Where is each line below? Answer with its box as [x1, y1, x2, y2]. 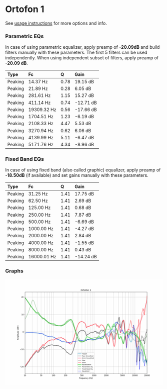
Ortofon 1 [5, 4, 44, 15]
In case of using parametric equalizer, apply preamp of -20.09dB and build [5, 44, 160, 50]
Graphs [5, 267, 23, 274]
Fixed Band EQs [5, 155, 44, 162]
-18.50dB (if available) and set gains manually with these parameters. [5, 172, 148, 178]
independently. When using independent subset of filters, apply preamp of [5, 55, 159, 61]
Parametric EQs [5, 33, 44, 40]
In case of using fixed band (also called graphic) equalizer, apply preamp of [5, 167, 161, 173]
